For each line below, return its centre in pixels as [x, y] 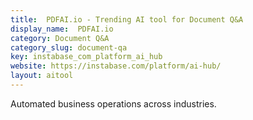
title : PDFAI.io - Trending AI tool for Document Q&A [127, 19]
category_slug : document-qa [69, 47]
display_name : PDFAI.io [62, 29]
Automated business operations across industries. [113, 103]
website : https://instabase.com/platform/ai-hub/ [116, 66]
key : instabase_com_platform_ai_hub [86, 57]
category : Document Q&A [60, 38]
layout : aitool [42, 76]
